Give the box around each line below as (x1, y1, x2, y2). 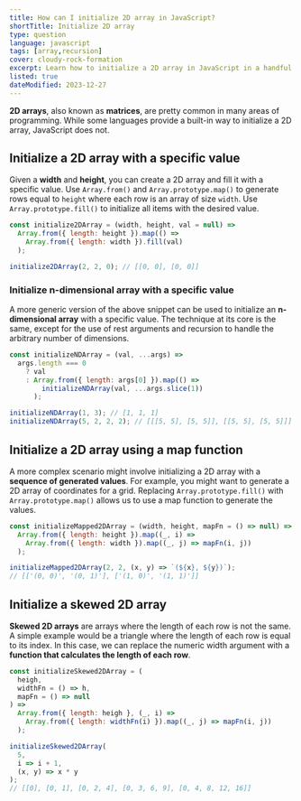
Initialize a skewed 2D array (9, 597, 167, 612)
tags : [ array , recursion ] (9, 47, 103, 56)
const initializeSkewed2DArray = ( (9, 666, 143, 675)
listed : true (9, 72, 59, 81)
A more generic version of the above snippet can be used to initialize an (9, 304, 277, 315)
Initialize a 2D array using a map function (9, 442, 243, 457)
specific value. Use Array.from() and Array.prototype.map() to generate (9, 184, 279, 195)
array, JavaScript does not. (9, 124, 110, 135)
